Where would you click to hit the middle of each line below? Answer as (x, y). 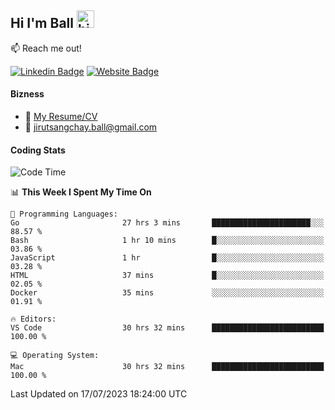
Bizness (27, 94)
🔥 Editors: (33, 319)
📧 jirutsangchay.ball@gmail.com (91, 127)
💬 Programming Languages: (64, 214)
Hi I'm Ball (42, 23)
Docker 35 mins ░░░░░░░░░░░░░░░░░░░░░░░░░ (167, 293)
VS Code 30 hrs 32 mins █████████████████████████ (167, 328)
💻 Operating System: (55, 356)
